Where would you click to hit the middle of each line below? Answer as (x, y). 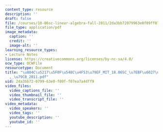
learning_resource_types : (31, 50)
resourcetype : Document (29, 68)
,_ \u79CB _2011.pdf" (29, 77)
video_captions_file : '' (34, 90)
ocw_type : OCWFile (24, 63)
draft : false (18, 18)
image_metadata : (21, 32)
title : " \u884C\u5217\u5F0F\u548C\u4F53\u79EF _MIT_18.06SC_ (67, 73)
